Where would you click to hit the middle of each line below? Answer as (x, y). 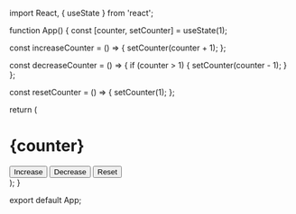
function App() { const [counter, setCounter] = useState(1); (119, 30)
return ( (23, 110)
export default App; (46, 200)
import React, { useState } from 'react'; (82, 13)
